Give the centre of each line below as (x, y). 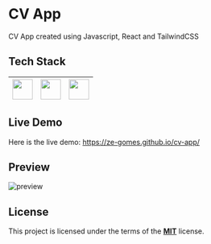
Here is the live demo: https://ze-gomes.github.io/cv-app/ (104, 142)
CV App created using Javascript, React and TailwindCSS (104, 36)
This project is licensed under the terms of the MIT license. (106, 231)
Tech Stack (37, 62)
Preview (29, 167)
